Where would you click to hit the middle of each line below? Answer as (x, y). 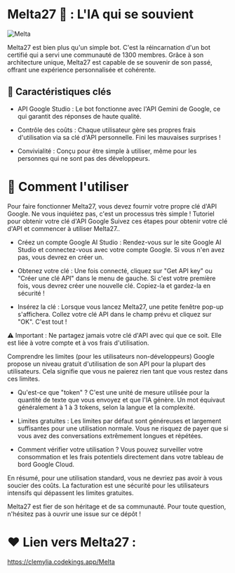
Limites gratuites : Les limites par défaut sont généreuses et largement (119, 421)
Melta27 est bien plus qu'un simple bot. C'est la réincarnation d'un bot (109, 47)
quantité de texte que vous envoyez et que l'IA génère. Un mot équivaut (121, 400)
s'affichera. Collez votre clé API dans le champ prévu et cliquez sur (114, 314)
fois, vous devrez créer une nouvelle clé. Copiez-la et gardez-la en (114, 285)
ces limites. (23, 378)
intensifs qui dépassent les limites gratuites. (70, 493)
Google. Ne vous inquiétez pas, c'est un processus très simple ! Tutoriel (111, 213)
